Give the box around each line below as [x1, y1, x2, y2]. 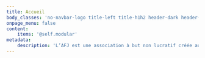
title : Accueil [6, 8, 45, 15]
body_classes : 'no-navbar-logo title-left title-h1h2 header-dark [6, 14, 179, 21]
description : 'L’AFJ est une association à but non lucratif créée [17, 43, 192, 49]
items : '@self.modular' [17, 31, 78, 37]
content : [6, 25, 29, 32]
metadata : [6, 37, 32, 43]
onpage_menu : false [6, 20, 56, 26]
